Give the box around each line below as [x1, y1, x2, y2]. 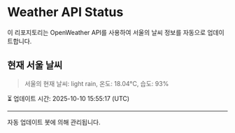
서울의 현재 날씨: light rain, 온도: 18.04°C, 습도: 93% [24, 79, 169, 87]
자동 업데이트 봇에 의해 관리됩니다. [7, 118, 101, 126]
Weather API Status [7, 4, 124, 20]
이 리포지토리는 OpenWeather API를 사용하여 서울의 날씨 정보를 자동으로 [7, 28, 206, 36]
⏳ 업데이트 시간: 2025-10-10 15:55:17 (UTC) [7, 94, 130, 102]
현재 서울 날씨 [7, 59, 63, 71]
